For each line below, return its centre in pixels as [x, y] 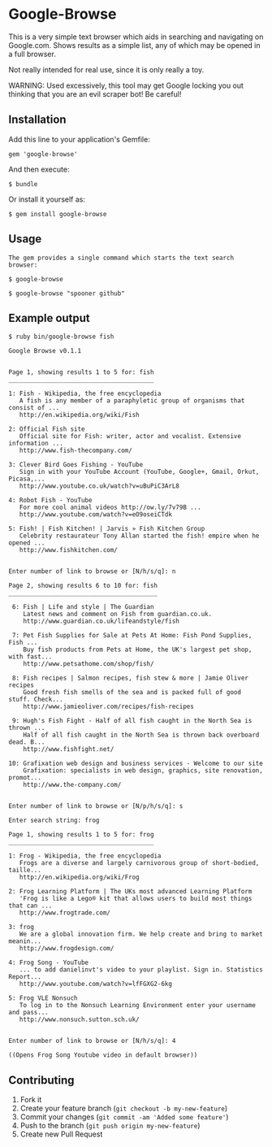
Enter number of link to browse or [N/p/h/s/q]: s [96, 806]
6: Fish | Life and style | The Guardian [83, 607]
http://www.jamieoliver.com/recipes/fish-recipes [109, 707]
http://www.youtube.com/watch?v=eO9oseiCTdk [96, 515]
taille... [25, 871]
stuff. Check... [36, 700]
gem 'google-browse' [43, 154]
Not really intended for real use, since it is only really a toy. [106, 69]
